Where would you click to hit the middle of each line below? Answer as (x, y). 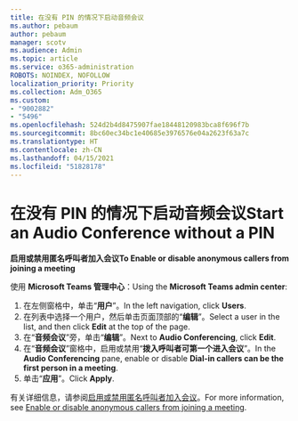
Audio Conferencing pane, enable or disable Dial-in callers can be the (153, 359)
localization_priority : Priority (72, 84)
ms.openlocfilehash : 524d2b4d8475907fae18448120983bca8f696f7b (130, 125)
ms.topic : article (44, 59)
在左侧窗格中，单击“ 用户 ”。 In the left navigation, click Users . (135, 306)
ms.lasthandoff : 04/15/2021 (62, 158)
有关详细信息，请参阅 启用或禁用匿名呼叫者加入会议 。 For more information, (147, 398)
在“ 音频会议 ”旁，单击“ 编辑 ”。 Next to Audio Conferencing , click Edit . (149, 337)
